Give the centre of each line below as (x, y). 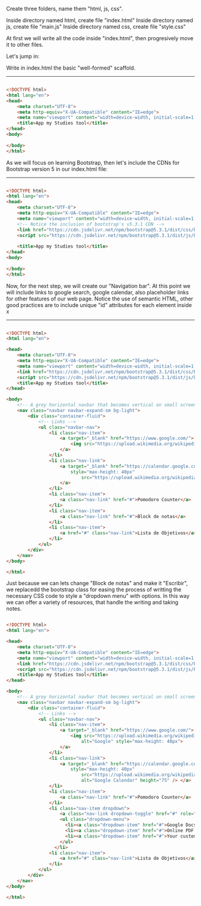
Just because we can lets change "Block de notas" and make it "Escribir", (97, 583)
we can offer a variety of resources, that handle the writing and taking (92, 603)
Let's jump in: (23, 56)
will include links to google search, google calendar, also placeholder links (98, 292)
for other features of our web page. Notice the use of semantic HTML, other (100, 299)
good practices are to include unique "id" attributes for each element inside (99, 305)
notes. (14, 609)
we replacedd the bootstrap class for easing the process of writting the (94, 589)
